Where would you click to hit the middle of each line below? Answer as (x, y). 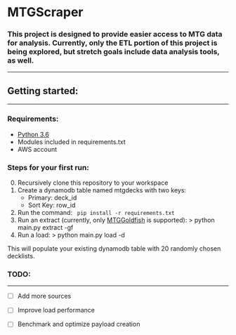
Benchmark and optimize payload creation (79, 324)
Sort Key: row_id (52, 205)
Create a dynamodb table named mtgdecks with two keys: (102, 190)
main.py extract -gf (45, 227)
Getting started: (43, 91)
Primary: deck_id (52, 197)
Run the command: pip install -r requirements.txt (96, 212)
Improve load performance (56, 310)
